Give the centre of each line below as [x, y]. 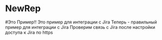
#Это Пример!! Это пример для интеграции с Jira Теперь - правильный [81, 22]
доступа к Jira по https [29, 32]
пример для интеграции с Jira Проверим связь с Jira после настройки [80, 27]
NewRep [23, 9]
